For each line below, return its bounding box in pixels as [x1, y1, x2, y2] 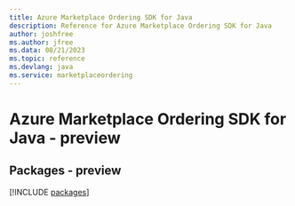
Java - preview [9, 128, 122, 147]
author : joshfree [9, 29, 74, 38]
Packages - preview [9, 163, 122, 178]
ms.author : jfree [9, 37, 74, 47]
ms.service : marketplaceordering [9, 71, 133, 80]
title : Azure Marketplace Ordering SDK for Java [9, 12, 193, 22]
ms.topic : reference [9, 54, 86, 63]
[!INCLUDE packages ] [9, 186, 90, 197]
